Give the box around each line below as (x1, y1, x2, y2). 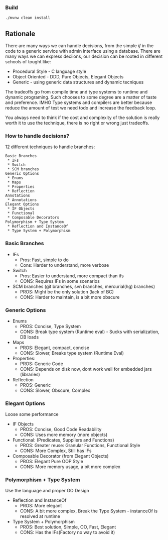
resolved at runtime (20, 513, 60, 519)
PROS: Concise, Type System (20, 323, 81, 329)
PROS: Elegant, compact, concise (20, 345, 89, 351)
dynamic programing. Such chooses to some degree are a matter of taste (5, 94, 157, 100)
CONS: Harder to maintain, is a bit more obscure (20, 294, 120, 300)
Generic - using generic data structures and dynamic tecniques (12, 79, 144, 85)
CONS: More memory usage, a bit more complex (20, 464, 121, 470)
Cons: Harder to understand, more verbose (20, 262, 109, 268)
